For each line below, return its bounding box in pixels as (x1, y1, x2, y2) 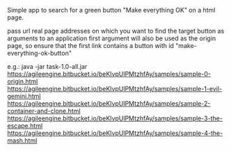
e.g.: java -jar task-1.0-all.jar (7, 63, 88, 70)
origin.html (7, 77, 38, 86)
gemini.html (7, 92, 41, 100)
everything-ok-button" (7, 49, 72, 57)
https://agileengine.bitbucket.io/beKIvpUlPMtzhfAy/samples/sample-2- (7, 100, 211, 107)
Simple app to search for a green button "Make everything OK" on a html (7, 6, 216, 14)
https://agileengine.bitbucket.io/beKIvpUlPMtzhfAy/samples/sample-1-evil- (7, 85, 223, 93)
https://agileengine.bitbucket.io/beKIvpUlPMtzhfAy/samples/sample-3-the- (7, 114, 223, 122)
